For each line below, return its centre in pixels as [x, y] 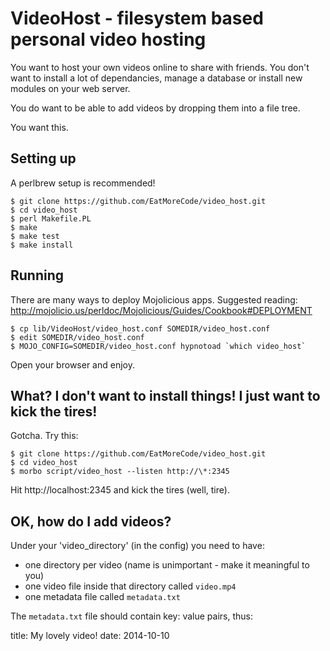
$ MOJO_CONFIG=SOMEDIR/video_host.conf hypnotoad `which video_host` [158, 346]
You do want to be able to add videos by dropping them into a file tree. [155, 108]
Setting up [43, 158]
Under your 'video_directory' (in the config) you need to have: [137, 546]
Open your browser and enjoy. [72, 364]
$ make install [42, 245]
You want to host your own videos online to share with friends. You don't [160, 67]
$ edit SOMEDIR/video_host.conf [77, 337]
